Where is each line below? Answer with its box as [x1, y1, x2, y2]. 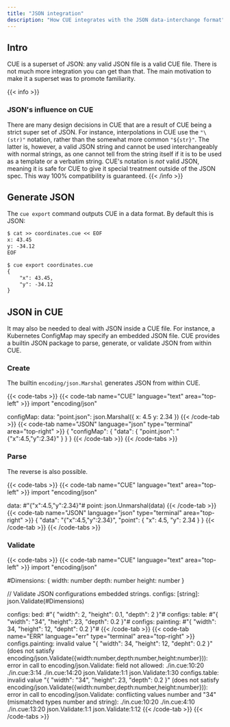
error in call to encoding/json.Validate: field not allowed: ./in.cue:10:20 [7, 661, 204, 669]
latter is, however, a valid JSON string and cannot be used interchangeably [7, 142, 218, 151]
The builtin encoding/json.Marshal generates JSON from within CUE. [7, 379, 201, 388]
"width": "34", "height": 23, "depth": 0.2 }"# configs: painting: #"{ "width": [7, 618, 217, 625]
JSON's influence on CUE [7, 105, 94, 115]
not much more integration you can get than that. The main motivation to [7, 67, 212, 75]
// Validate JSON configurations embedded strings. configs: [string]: [7, 590, 200, 597]
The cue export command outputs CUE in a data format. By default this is [7, 210, 214, 218]
